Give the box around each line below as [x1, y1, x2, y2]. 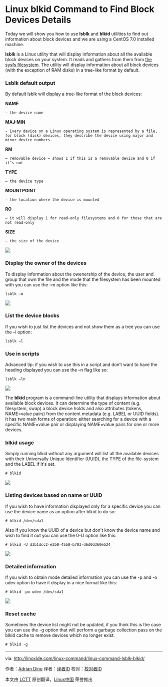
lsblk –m [5, 291, 23, 296]
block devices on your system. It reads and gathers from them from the [5, 56, 152, 62]
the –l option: [5, 329, 32, 335]
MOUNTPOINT [5, 188, 36, 194]
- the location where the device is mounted [5, 197, 99, 202]
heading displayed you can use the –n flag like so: [5, 367, 108, 373]
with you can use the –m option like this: [5, 281, 88, 287]
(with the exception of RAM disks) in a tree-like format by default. [5, 67, 140, 73]
